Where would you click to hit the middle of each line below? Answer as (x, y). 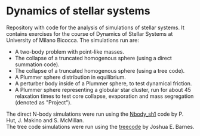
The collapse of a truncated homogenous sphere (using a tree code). (100, 70)
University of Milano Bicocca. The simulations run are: (73, 40)
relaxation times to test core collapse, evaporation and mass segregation (104, 96)
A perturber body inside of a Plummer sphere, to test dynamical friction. (103, 83)
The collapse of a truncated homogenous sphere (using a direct (93, 58)
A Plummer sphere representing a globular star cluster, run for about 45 (103, 89)
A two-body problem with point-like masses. (69, 51)
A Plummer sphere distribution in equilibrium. (70, 77)
